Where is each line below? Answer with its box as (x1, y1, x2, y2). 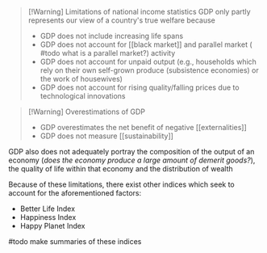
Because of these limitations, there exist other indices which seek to (8, 179, 236, 189)
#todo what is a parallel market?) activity (40, 48, 176, 57)
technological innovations (40, 91, 126, 100)
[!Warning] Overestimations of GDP (27, 107, 146, 116)
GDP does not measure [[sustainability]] (40, 131, 173, 141)
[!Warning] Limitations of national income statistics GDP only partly (27, 7, 252, 16)
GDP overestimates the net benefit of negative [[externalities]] (40, 123, 248, 132)
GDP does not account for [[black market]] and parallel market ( (40, 40, 252, 49)
